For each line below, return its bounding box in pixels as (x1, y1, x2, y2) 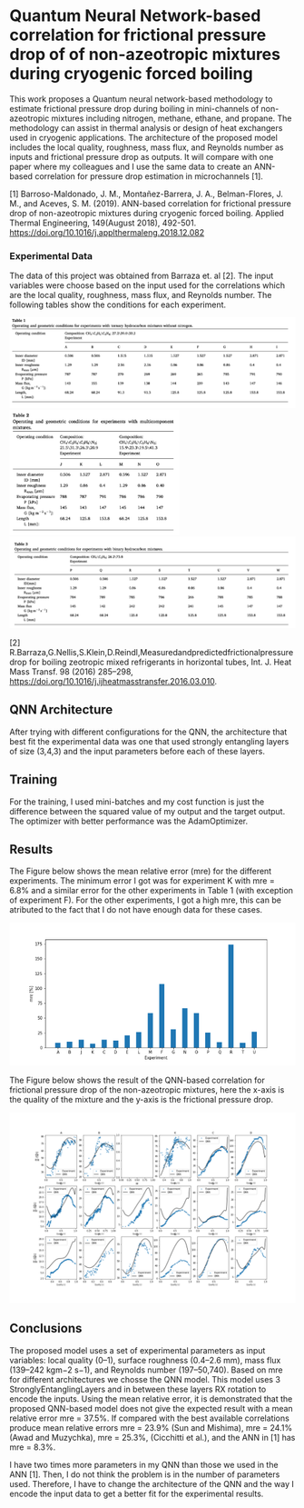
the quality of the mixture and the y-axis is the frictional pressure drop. (9, 1094, 274, 1105)
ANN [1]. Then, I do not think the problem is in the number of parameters (9, 1469, 280, 1480)
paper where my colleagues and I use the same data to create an (9, 161, 252, 172)
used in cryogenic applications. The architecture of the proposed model (9, 132, 279, 143)
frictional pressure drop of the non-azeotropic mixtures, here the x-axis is (9, 1084, 285, 1095)
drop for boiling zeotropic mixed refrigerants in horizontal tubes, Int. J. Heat (9, 656, 292, 667)
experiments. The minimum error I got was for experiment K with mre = (9, 875, 275, 886)
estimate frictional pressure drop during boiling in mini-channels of (9, 103, 260, 114)
